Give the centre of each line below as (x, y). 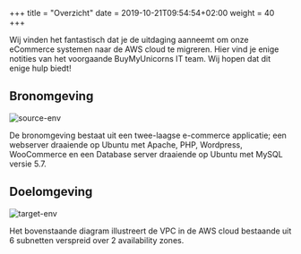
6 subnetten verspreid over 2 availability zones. (97, 240)
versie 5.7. (28, 164)
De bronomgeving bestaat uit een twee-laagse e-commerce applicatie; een (148, 135)
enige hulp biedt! (40, 68)
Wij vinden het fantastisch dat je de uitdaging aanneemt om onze (129, 40)
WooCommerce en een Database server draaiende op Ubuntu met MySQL (146, 154)
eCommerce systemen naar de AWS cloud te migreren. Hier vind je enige (144, 49)
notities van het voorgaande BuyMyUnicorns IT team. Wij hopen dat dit (140, 59)
